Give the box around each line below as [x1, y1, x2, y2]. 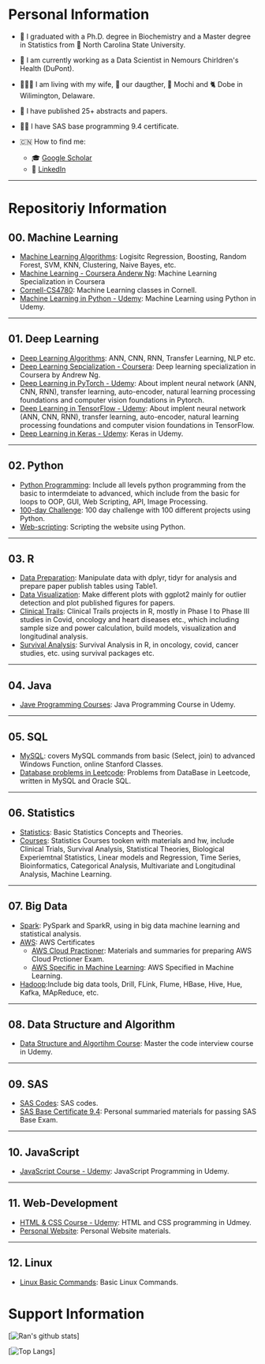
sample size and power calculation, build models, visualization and [19, 624, 237, 633]
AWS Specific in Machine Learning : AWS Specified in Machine [31, 962, 234, 972]
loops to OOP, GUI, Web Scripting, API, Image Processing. [19, 497, 208, 506]
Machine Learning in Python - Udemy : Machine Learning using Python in [19, 294, 256, 303]
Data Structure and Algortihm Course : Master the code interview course [19, 1039, 254, 1048]
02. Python [8, 459, 65, 473]
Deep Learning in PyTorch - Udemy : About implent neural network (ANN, [19, 378, 256, 388]
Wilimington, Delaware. [19, 91, 95, 100]
